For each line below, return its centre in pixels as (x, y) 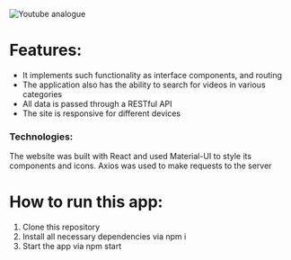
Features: (46, 50)
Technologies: (41, 137)
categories (42, 94)
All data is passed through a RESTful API (97, 103)
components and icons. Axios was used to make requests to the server (141, 166)
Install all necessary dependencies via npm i (104, 237)
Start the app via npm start (72, 247)
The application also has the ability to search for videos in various (144, 85)
